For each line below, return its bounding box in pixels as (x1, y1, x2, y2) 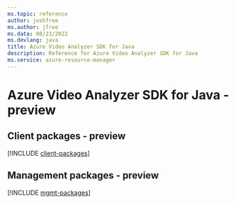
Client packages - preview (7, 130, 126, 142)
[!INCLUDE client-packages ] (7, 149, 90, 157)
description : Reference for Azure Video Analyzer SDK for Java (7, 50, 198, 57)
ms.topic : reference (7, 10, 69, 18)
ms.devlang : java (7, 37, 59, 44)
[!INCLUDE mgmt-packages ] (7, 188, 91, 197)
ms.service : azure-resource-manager (7, 57, 116, 64)
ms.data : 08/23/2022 (7, 30, 69, 38)
